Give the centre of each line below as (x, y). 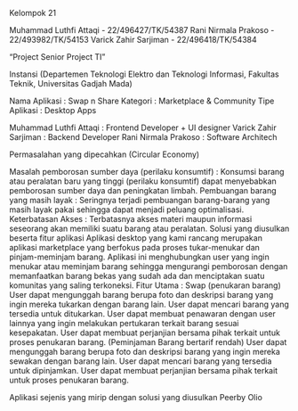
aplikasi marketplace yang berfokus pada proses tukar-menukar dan (135, 247)
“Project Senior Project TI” (57, 57)
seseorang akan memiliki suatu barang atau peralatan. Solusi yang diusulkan (149, 228)
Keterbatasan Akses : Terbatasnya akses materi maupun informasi (131, 219)
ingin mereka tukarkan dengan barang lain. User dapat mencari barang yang (149, 304)
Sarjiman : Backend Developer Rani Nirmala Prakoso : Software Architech (143, 137)
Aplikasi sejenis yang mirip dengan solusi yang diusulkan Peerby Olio (136, 397)
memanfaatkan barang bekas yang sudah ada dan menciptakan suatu (137, 276)
